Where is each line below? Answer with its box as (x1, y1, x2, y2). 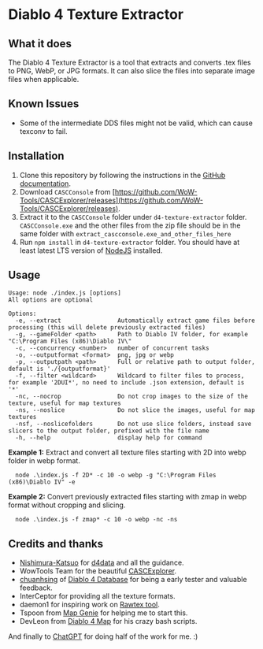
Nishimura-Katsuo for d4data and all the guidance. (19, 558, 184, 568)
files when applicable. (8, 75, 80, 83)
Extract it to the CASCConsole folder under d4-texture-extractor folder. (19, 212, 247, 221)
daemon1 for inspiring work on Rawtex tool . (19, 600, 160, 610)
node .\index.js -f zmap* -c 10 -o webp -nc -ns (15, 516, 178, 524)
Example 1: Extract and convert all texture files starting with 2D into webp (8, 447, 246, 458)
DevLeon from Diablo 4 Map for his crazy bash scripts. (19, 617, 198, 626)
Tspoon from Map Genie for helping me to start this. (19, 608, 188, 617)
